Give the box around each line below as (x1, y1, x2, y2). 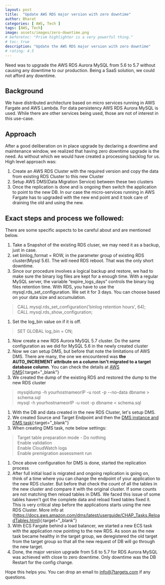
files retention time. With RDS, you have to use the (12, 284, 114, 290)
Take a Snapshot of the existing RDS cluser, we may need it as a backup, (12, 242, 160, 248)
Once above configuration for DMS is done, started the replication (12, 460, 146, 466)
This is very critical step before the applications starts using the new (12, 502, 151, 508)
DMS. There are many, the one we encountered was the (12, 353, 127, 359)
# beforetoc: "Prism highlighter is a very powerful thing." (5, 35, 133, 40)
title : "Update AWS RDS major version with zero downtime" (5, 12, 132, 17)
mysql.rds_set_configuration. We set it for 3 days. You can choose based (12, 289, 160, 295)
